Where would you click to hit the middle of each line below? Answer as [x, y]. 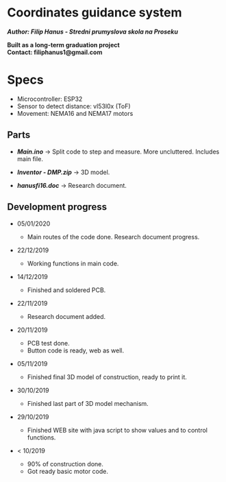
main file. [30, 158]
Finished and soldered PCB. [66, 290]
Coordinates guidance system [95, 13]
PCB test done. [48, 343]
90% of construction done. [65, 463]
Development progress [57, 207]
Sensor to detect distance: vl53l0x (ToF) [74, 106]
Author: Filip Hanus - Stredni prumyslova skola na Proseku [92, 32]
